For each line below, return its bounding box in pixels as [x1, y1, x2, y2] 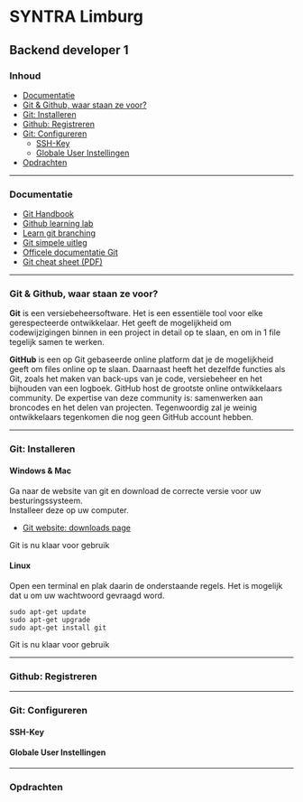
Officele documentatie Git [22, 247, 119, 258]
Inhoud [9, 70, 41, 82]
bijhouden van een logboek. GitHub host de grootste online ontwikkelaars [9, 383, 282, 394]
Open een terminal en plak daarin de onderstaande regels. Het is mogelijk [9, 580, 283, 591]
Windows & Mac [9, 465, 72, 476]
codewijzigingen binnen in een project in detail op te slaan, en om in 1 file [9, 327, 281, 338]
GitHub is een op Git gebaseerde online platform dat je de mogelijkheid [9, 354, 274, 365]
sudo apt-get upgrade [9, 615, 91, 624]
